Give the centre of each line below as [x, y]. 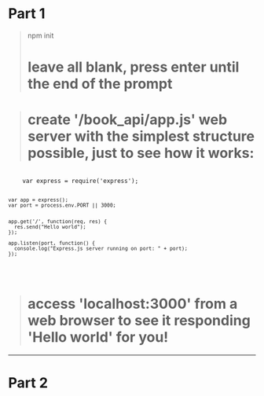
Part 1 [27, 14]
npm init [40, 35]
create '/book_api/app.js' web [127, 120]
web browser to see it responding [139, 321]
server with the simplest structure [141, 136]
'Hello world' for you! [98, 337]
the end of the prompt [100, 84]
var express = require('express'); [81, 181]
